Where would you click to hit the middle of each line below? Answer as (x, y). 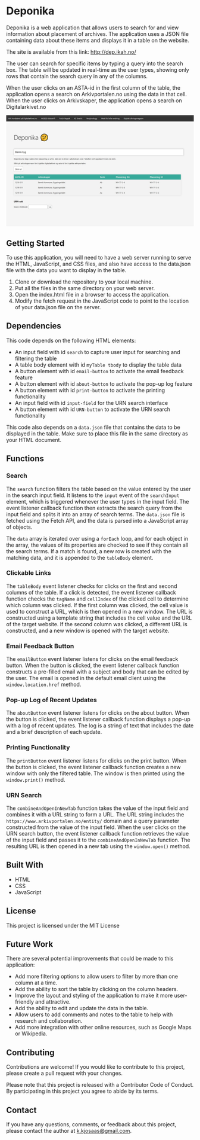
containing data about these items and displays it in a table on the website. (98, 40)
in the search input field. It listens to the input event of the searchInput (93, 495)
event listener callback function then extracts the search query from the (94, 508)
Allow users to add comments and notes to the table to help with (94, 1014)
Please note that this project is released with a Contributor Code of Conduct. (100, 1085)
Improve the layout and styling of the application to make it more (94, 996)
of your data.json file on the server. (58, 307)
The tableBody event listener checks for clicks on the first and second (92, 586)
